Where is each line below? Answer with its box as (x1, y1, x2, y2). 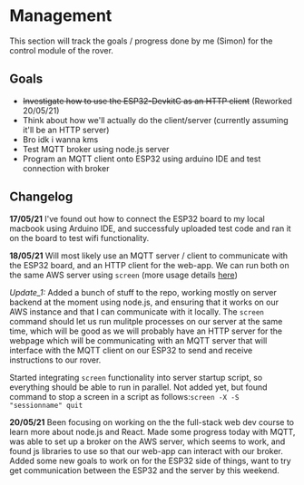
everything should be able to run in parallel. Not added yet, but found (9, 382, 268, 393)
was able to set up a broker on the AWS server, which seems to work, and (9, 436, 286, 447)
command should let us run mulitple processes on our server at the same (9, 315, 283, 326)
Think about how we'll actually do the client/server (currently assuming (22, 114, 289, 125)
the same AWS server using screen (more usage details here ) (9, 269, 238, 280)
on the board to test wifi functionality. (9, 232, 150, 243)
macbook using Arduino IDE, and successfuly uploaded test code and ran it (9, 223, 292, 234)
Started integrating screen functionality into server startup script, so (9, 372, 263, 383)
